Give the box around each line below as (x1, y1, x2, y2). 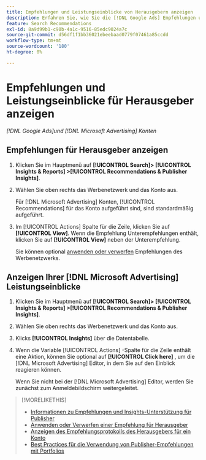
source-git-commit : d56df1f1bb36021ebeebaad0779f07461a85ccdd (6, 32, 169, 38)
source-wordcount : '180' (6, 44, 70, 50)
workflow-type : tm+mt (6, 37, 62, 44)
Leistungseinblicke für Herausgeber (6, 93, 194, 107)
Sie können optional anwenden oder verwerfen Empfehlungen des (15, 248, 183, 255)
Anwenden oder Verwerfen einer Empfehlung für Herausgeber (30, 421, 188, 429)
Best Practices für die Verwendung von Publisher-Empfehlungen (30, 441, 194, 448)
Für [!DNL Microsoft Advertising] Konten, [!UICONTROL (15, 197, 155, 205)
